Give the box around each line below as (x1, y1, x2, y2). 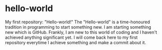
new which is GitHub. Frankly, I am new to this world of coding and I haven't (5, 29, 157, 35)
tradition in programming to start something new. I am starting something (5, 24, 152, 30)
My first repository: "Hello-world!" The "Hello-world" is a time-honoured (5, 19, 150, 25)
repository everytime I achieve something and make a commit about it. (5, 39, 146, 45)
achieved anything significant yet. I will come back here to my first (5, 34, 138, 40)
